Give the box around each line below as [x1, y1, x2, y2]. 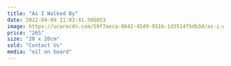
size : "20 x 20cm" [7, 36, 60, 43]
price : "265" [7, 29, 45, 36]
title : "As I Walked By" [7, 10, 78, 17]
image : [7, 23, 26, 30]
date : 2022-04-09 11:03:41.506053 [7, 16, 107, 23]
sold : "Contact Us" [7, 42, 63, 49]
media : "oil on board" [7, 49, 72, 56]
